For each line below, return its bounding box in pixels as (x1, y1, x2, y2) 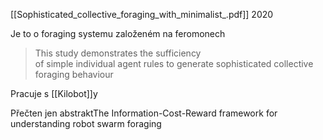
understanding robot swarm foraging (10, 118, 162, 129)
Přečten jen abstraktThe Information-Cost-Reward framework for (10, 107, 278, 119)
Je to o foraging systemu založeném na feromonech (10, 28, 226, 39)
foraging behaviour (34, 69, 114, 80)
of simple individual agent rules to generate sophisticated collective (34, 58, 314, 69)
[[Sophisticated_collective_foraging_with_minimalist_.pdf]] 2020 (10, 9, 274, 20)
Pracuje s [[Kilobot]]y (10, 88, 98, 99)
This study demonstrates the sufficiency (34, 47, 202, 59)
